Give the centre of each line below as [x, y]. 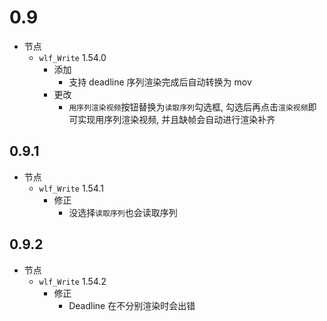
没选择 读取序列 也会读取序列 [123, 212]
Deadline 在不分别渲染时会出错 [132, 305]
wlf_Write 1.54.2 [72, 281]
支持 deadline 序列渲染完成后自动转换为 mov [160, 82]
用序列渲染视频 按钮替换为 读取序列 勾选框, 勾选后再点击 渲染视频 [188, 107]
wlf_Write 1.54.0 [72, 57]
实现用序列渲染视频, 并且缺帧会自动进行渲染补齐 [176, 119]
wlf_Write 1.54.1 [71, 188]
